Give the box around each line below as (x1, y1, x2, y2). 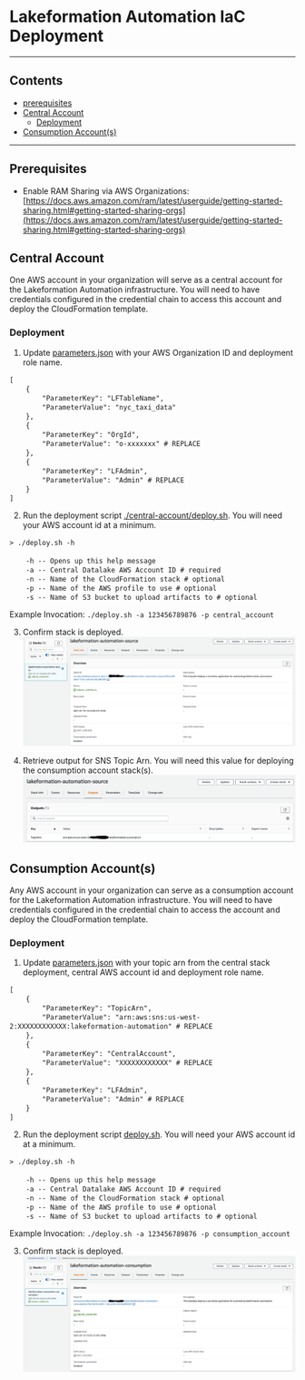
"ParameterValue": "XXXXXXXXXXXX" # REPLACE (42, 1059, 213, 1068)
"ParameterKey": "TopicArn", (42, 1004, 152, 1013)
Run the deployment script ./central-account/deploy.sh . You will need (22, 510, 283, 521)
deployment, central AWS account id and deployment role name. (22, 967, 265, 978)
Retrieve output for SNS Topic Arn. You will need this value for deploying (22, 756, 294, 766)
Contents (9, 73, 64, 88)
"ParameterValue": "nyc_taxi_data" (42, 402, 177, 411)
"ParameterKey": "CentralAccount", (42, 1050, 177, 1059)
